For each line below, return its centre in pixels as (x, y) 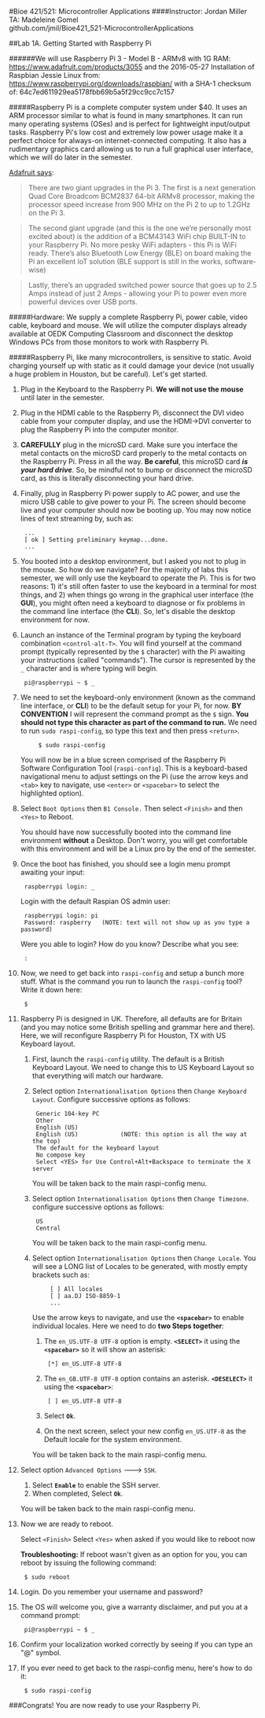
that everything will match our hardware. (98, 1076)
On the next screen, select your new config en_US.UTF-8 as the (145, 1431)
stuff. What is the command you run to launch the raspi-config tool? (131, 981)
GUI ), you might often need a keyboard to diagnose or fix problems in (132, 603)
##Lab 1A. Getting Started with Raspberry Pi (80, 43)
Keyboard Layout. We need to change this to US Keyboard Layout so (143, 1067)
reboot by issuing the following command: (88, 1563)
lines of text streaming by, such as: (77, 519)
